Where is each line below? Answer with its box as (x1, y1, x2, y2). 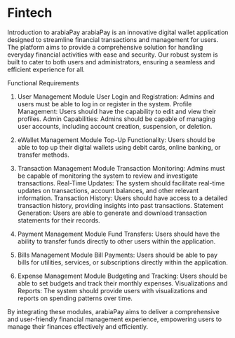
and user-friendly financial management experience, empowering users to (7, 315, 222, 323)
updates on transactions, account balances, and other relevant (17, 186, 199, 195)
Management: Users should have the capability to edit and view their (17, 107, 217, 115)
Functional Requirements (7, 78, 79, 87)
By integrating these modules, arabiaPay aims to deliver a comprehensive (7, 307, 220, 316)
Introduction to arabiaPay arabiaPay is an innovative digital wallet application (7, 28, 229, 36)
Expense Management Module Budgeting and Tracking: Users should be (17, 272, 228, 280)
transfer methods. (17, 150, 69, 159)
